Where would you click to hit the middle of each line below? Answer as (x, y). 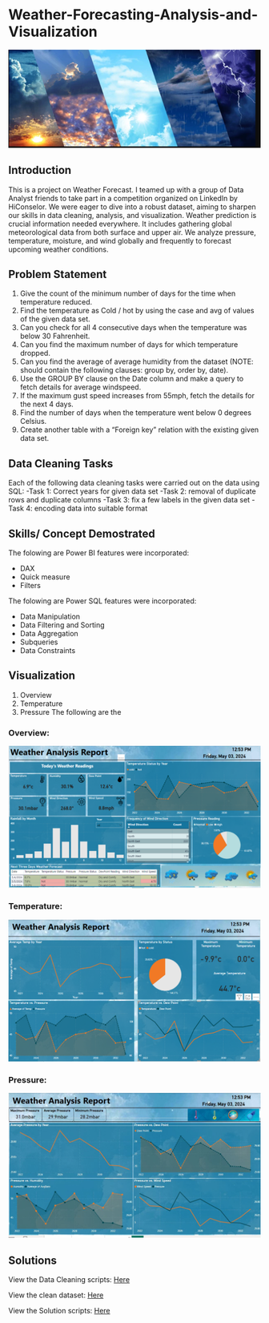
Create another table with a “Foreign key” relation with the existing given (139, 430)
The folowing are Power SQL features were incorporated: (102, 601)
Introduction (40, 170)
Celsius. (33, 422)
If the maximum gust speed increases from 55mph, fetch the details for (137, 396)
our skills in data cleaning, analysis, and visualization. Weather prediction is (132, 215)
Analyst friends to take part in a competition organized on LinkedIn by (123, 198)
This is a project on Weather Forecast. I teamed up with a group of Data (126, 189)
